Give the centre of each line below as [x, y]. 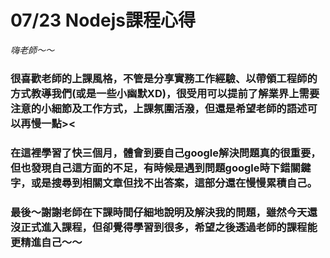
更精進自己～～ [46, 242]
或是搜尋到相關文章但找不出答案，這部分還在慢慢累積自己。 [174, 183]
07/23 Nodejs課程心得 [103, 20]
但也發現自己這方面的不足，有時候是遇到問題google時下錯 [150, 168]
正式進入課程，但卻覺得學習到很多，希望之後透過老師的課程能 [169, 227]
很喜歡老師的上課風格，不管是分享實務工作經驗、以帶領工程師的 [164, 78]
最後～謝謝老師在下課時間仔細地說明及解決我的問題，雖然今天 [159, 212]
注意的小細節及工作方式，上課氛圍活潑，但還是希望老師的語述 [159, 108]
